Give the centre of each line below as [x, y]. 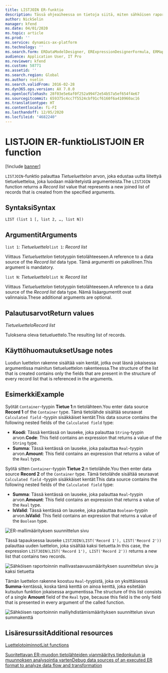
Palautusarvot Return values [50, 313]
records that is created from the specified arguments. [60, 192]
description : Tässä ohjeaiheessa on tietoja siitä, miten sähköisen [78, 15]
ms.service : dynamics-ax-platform [41, 43]
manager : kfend [21, 24]
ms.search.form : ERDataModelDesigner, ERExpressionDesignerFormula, [78, 52]
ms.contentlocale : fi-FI [31, 108]
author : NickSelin [24, 19]
